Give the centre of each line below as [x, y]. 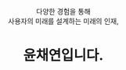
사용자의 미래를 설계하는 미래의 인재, [63, 21]
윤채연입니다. [63, 56]
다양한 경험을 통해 [63, 11]
